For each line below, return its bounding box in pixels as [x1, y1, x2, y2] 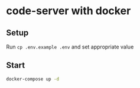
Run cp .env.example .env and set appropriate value [6, 43, 134, 50]
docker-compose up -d [6, 76, 60, 82]
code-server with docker [6, 4, 131, 18]
